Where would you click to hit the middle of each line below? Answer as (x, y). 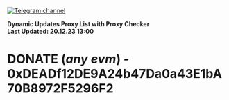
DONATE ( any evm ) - (68, 59)
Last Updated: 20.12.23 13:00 (51, 31)
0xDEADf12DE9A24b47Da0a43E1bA (114, 74)
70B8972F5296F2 (60, 89)
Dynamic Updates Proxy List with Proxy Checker (78, 24)
